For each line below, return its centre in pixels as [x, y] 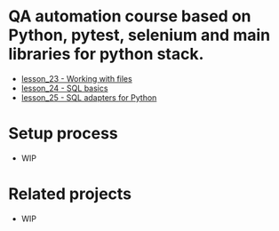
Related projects [70, 194]
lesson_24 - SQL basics [64, 88]
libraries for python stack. [106, 54]
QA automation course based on [130, 16]
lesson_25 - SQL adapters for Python [89, 97]
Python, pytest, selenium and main [139, 35]
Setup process [64, 134]
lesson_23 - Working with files [76, 78]
